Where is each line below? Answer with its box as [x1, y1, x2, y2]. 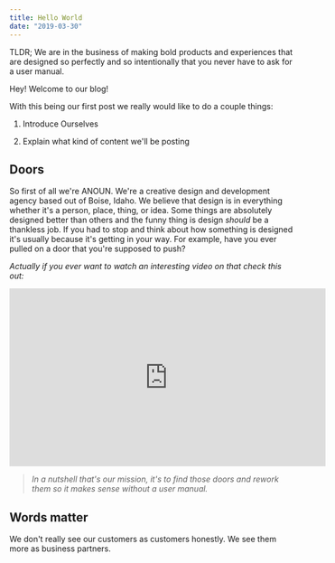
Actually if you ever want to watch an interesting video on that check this [9, 261, 282, 272]
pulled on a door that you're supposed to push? [9, 243, 186, 254]
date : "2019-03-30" [9, 22, 83, 31]
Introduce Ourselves [22, 118, 99, 129]
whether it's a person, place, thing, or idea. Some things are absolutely [9, 205, 273, 216]
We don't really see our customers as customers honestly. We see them [9, 534, 277, 545]
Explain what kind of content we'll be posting [22, 136, 190, 146]
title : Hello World [9, 13, 83, 23]
